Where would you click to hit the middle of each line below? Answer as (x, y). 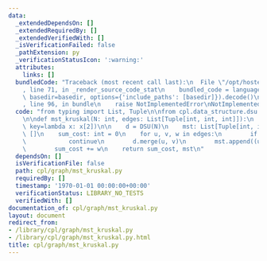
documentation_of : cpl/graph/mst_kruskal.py (83, 208)
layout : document (37, 216)
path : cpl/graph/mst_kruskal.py (69, 171)
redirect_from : (33, 223)
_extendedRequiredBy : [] (56, 30)
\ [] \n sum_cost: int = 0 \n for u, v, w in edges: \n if (140, 134)
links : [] (39, 75)
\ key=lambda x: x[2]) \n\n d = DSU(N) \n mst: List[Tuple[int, (138, 127)
